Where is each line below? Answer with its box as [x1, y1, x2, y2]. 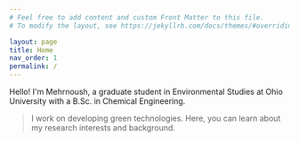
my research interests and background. [30, 122, 176, 133]
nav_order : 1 [9, 54, 58, 63]
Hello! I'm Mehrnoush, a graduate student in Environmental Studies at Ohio [9, 86, 283, 97]
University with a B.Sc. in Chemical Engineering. [9, 96, 186, 106]
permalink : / [9, 62, 58, 71]
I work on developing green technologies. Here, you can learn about [30, 113, 281, 123]
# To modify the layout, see [9, 21, 117, 30]
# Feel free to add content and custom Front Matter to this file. [9, 12, 265, 22]
